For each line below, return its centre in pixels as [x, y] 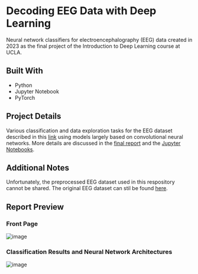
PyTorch [25, 97]
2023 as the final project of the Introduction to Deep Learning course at [93, 46]
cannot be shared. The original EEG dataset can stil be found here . [87, 188]
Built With [25, 71]
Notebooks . [20, 149]
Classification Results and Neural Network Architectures [89, 252]
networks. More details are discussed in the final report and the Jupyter [93, 143]
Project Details [34, 116]
